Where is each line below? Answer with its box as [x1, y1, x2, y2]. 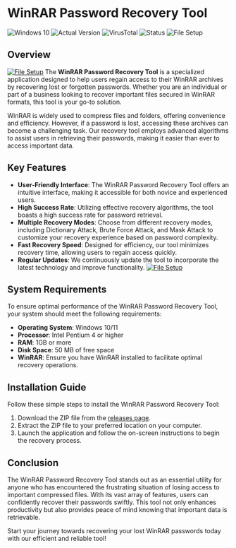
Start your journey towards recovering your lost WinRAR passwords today [7, 527, 222, 535]
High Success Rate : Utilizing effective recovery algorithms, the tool [17, 203, 213, 211]
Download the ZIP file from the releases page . [17, 414, 151, 422]
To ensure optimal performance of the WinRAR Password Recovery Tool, [7, 302, 218, 311]
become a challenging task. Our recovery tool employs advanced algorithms [7, 126, 229, 135]
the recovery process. [17, 436, 82, 445]
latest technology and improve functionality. [17, 263, 146, 271]
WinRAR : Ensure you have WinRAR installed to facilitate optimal [17, 353, 203, 362]
